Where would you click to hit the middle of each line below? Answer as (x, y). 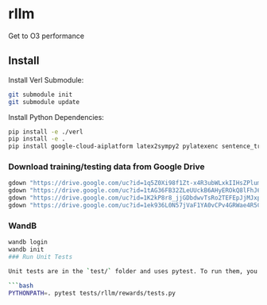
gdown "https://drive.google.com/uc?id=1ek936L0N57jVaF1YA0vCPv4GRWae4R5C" (136, 206)
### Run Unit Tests (41, 257)
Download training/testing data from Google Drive (106, 167)
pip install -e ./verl (46, 132)
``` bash (21, 286)
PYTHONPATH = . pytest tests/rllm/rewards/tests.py (92, 293)
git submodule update (44, 102)
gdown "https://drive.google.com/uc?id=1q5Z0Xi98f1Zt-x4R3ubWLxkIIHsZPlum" (136, 183)
